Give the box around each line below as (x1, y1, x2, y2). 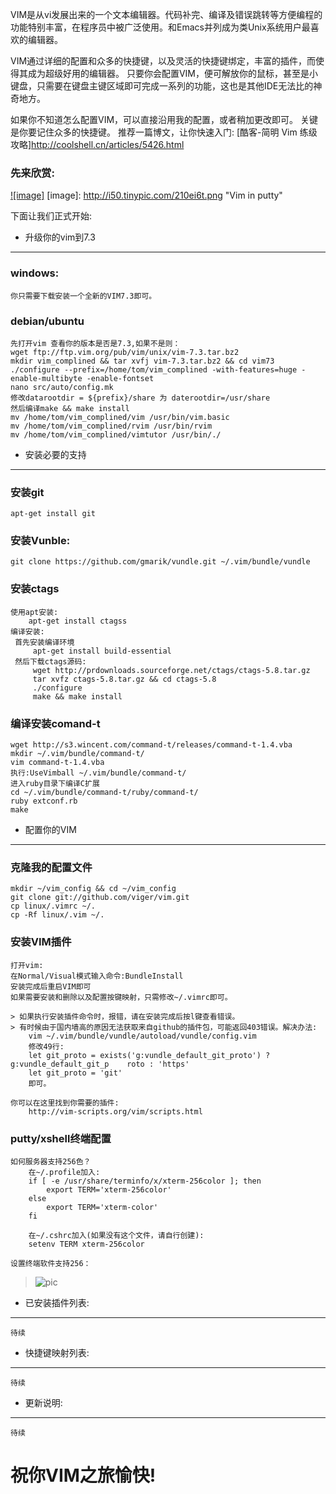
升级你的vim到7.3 (24, 231, 96, 243)
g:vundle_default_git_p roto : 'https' (10, 1059, 190, 1069)
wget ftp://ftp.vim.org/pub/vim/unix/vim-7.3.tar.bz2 (10, 347, 240, 357)
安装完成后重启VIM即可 (10, 981, 92, 992)
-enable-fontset (86, 373, 155, 383)
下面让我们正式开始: (10, 210, 93, 222)
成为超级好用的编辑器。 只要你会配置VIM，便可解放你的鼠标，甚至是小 (27, 68, 319, 79)
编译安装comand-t (10, 716, 101, 730)
